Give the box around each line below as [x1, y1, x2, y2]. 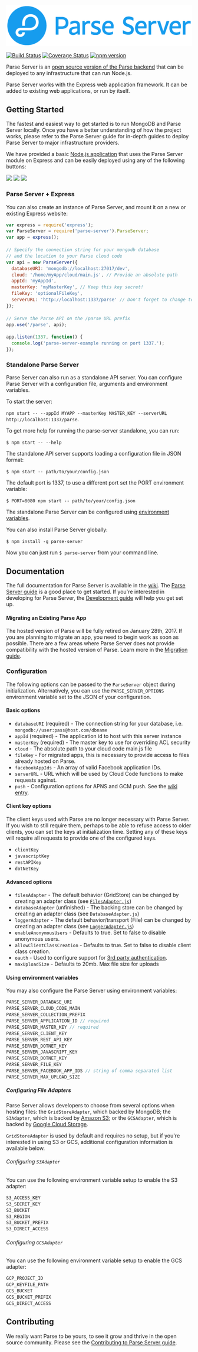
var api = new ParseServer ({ [6, 259, 78, 265]
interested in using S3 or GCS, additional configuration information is [6, 1138, 173, 1145]
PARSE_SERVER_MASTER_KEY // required [6, 1024, 99, 1030]
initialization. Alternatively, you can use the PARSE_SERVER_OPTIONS [6, 687, 164, 694]
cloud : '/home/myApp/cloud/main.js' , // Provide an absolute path [11, 272, 178, 278]
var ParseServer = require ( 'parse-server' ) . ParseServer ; [6, 228, 149, 234]
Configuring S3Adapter [6, 1158, 61, 1165]
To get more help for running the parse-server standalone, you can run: [6, 427, 180, 434]
